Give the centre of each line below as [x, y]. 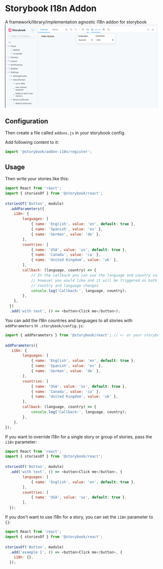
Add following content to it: [32, 142]
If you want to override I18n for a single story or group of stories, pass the [79, 437]
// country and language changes [65, 285]
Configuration [27, 121]
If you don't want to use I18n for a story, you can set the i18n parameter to [79, 517]
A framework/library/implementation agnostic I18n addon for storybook [76, 22]
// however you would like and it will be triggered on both [94, 280]
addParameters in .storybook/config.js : [44, 326]
